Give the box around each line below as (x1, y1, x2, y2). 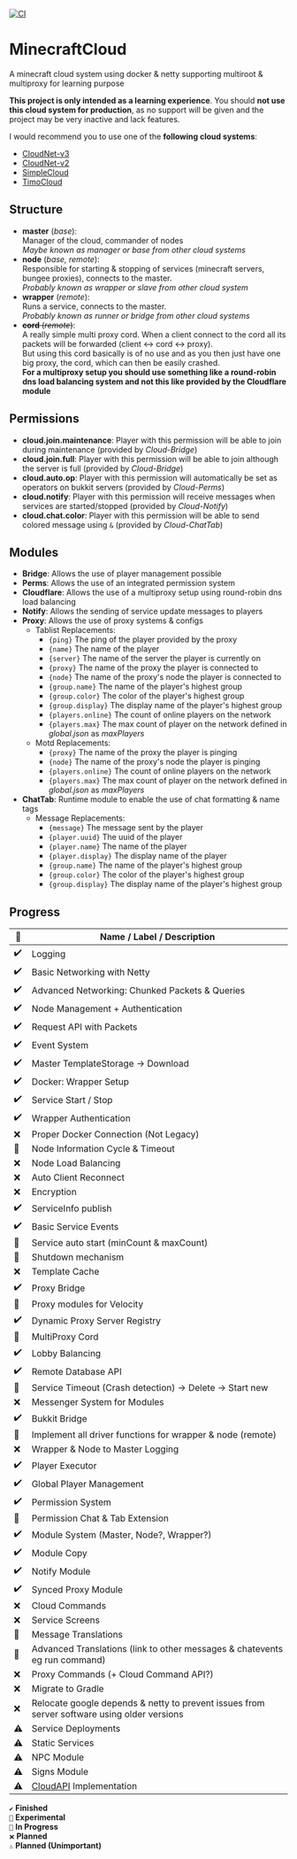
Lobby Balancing (31, 1346, 102, 1359)
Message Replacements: (34, 813, 126, 823)
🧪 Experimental (9, 1812, 66, 1823)
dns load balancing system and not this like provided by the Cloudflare (21, 376, 287, 387)
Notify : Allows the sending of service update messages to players (21, 606, 263, 617)
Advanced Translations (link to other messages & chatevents (31, 1643, 284, 1655)
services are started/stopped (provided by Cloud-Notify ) (21, 500, 229, 511)
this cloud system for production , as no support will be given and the (9, 104, 264, 115)
